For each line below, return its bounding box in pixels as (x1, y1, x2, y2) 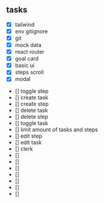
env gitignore (14, 27, 48, 35)
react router (14, 48, 45, 56)
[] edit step (14, 132, 43, 140)
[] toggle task (14, 120, 49, 127)
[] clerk (14, 145, 33, 153)
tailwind (14, 21, 35, 28)
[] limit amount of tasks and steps (14, 126, 98, 134)
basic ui (14, 62, 35, 69)
